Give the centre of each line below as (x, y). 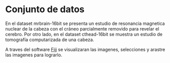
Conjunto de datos (45, 9)
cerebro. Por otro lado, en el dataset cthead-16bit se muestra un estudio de (84, 34)
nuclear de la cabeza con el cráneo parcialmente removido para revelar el (82, 28)
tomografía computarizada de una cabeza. (50, 40)
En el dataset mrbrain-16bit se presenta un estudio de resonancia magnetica (85, 23)
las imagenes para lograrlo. (34, 55)
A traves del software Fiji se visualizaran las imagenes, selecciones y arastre (85, 49)
